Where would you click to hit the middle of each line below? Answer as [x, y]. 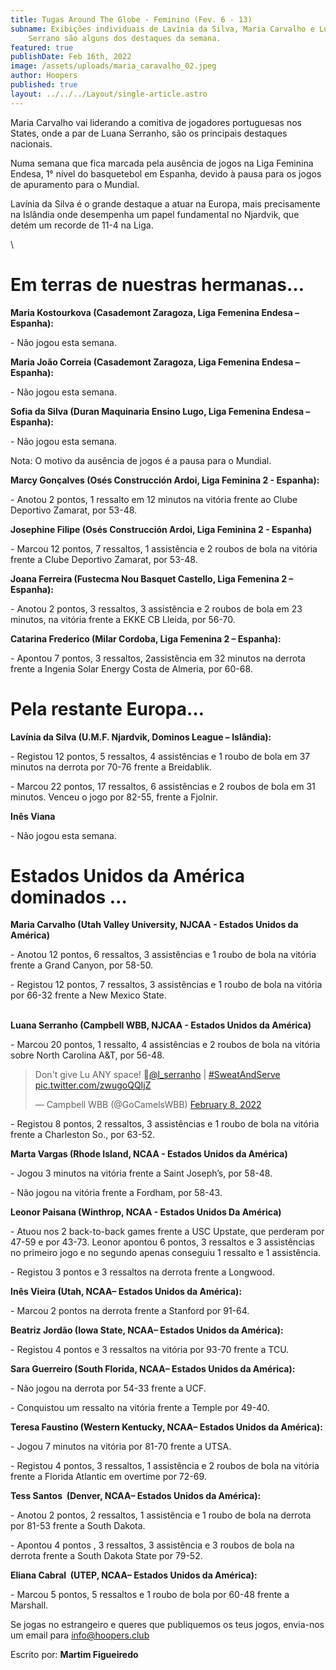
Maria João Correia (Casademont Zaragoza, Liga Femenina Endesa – [155, 362]
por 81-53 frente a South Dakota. [78, 1526]
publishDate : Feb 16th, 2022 [71, 57]
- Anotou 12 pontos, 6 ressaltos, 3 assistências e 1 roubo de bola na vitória [163, 955]
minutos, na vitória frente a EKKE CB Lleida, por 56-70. [123, 619]
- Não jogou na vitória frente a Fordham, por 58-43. [116, 1193]
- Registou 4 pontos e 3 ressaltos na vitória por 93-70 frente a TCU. [150, 1350]
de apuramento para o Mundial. [75, 184]
